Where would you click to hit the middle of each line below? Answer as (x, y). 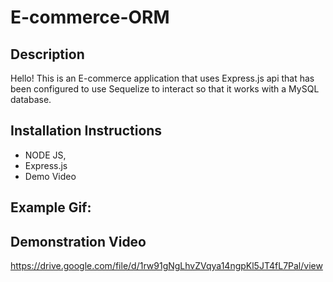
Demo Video (50, 176)
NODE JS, (45, 155)
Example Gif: (51, 207)
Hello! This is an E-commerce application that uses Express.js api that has (162, 78)
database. (31, 99)
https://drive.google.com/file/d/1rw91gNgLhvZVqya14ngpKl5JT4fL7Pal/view (166, 266)
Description (47, 54)
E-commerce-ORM (90, 17)
